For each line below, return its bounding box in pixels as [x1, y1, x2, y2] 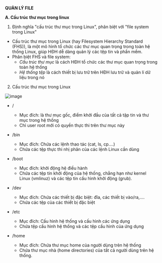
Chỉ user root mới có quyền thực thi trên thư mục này [19, 122, 125, 128]
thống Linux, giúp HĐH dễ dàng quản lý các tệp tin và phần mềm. [12, 49, 143, 54]
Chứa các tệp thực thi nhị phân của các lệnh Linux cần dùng [19, 147, 139, 152]
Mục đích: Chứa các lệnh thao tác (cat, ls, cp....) [19, 141, 115, 147]
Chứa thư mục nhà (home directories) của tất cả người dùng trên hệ [19, 247, 154, 253]
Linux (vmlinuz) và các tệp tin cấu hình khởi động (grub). [19, 176, 132, 181]
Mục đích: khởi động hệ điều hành [19, 165, 88, 171]
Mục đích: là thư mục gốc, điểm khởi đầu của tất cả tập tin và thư [19, 112, 149, 118]
